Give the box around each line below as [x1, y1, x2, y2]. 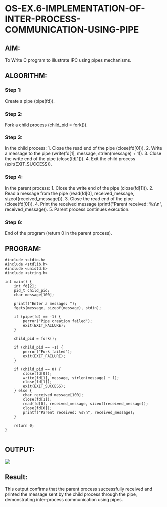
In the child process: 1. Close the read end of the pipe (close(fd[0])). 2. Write [5, 145, 162, 151]
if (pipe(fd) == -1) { [14, 314, 61, 319]
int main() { [5, 279, 32, 284]
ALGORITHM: [5, 72, 47, 80]
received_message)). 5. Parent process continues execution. [5, 206, 130, 212]
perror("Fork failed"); [23, 349, 72, 354]
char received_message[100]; [23, 392, 84, 397]
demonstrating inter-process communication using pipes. [5, 497, 123, 503]
